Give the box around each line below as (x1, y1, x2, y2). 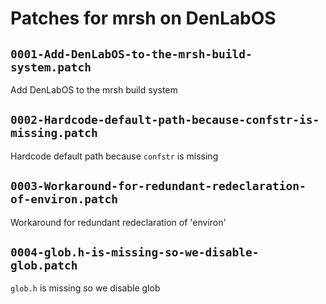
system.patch (10, 60, 92, 74)
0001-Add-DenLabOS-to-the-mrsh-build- (10, 47, 253, 61)
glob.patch (10, 258, 78, 273)
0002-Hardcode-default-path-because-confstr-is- (10, 113, 320, 127)
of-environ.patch (10, 192, 118, 207)
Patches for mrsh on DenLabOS (10, 7, 277, 30)
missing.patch (10, 126, 98, 141)
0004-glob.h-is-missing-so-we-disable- (10, 245, 260, 260)
